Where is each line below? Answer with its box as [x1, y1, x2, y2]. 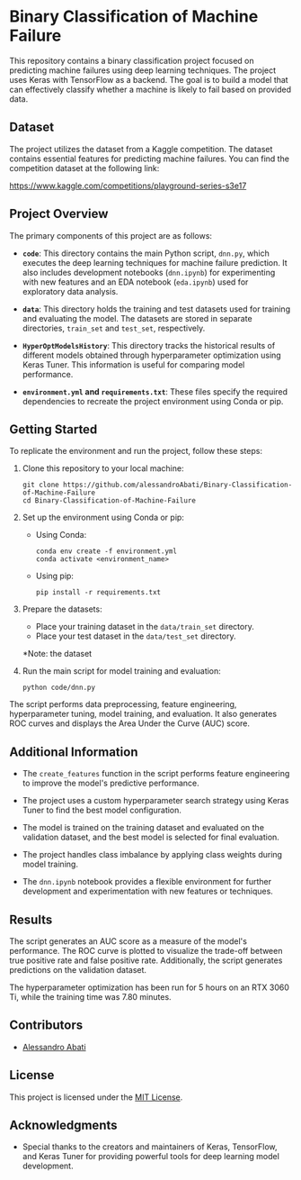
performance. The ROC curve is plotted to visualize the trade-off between [9, 946, 283, 956]
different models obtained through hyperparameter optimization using [22, 349, 281, 360]
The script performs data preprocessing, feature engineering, [9, 699, 237, 710]
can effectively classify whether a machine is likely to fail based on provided [9, 84, 292, 95]
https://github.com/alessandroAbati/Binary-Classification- [62, 480, 293, 490]
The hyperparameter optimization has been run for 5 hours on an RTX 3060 [9, 982, 289, 993]
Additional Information [9, 744, 138, 759]
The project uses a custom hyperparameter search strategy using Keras [22, 795, 289, 806]
